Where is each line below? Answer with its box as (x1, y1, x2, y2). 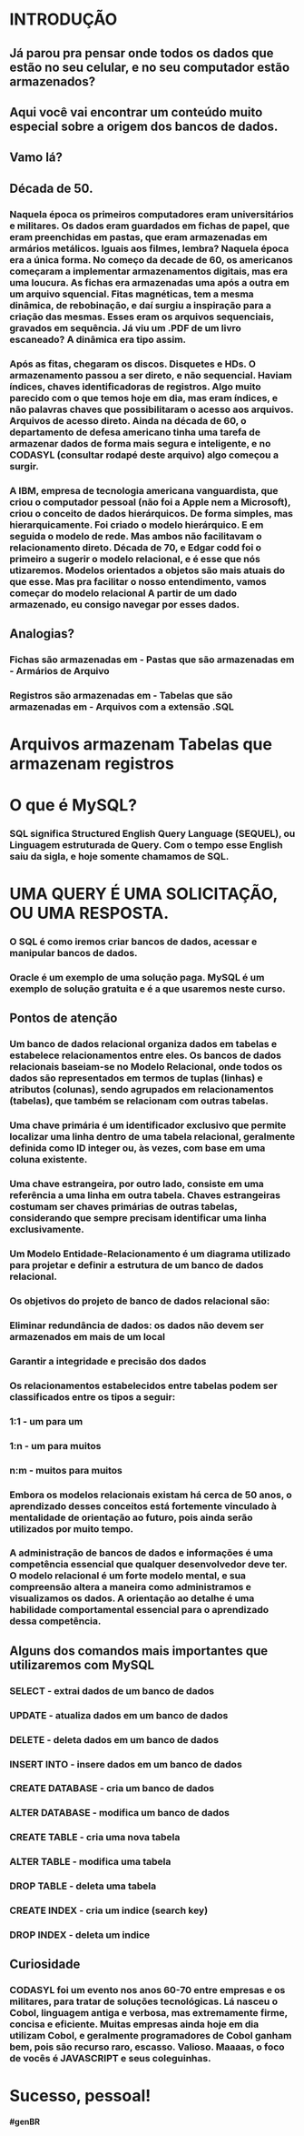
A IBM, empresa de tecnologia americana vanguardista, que (9, 484, 279, 497)
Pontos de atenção (9, 1011, 118, 1026)
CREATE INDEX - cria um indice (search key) (9, 1904, 209, 1917)
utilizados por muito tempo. (9, 1522, 134, 1535)
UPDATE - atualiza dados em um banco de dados (9, 1708, 229, 1721)
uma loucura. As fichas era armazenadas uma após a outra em (9, 276, 290, 288)
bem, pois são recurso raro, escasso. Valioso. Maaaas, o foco (9, 2040, 285, 2053)
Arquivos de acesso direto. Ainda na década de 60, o (9, 414, 247, 427)
